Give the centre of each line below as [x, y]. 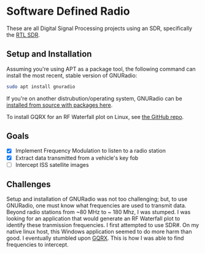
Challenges [29, 184]
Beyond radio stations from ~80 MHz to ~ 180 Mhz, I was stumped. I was [99, 212]
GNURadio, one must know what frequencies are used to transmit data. [96, 206]
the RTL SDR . [23, 34]
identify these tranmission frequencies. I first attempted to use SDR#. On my [103, 225]
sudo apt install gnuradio [41, 87]
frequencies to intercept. [37, 245]
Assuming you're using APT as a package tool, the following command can [101, 69]
